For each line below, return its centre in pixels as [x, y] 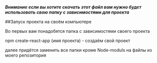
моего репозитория [26, 55]
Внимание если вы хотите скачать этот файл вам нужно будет [73, 7]
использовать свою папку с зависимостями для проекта [67, 12]
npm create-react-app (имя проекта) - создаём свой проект [68, 41]
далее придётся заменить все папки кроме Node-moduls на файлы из [78, 50]
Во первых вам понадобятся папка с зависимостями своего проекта [78, 31]
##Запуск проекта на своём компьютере [48, 22]
